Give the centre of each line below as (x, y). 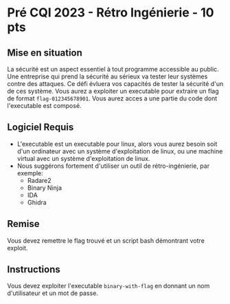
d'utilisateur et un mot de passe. (53, 293)
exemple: (30, 173)
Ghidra (37, 202)
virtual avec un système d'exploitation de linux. (83, 158)
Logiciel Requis (41, 128)
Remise (23, 224)
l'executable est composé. (44, 106)
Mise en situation (45, 53)
